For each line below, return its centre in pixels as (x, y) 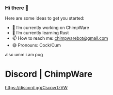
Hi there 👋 (17, 8)
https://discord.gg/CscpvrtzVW (36, 88)
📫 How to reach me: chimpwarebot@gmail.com (60, 38)
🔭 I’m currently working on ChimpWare (51, 28)
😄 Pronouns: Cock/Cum (36, 45)
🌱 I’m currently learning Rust (40, 33)
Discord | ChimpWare (49, 74)
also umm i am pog (24, 55)
